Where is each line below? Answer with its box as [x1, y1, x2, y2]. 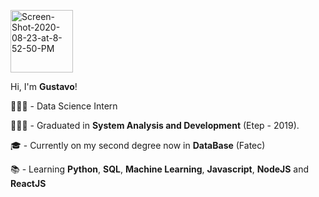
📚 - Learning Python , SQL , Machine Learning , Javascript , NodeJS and [10, 163, 310, 175]
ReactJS [10, 178, 47, 189]
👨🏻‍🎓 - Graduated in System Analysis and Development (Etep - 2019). [10, 120, 300, 131]
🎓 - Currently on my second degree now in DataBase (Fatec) [10, 140, 266, 151]
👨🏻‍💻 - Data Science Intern [10, 100, 118, 112]
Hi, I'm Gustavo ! [10, 81, 78, 92]
